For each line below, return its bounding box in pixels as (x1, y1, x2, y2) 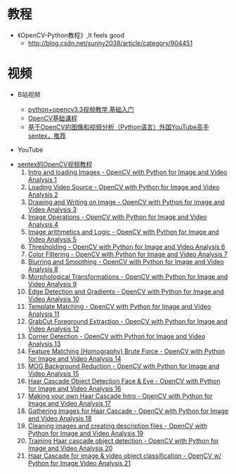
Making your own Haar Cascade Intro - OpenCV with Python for (27, 391, 213, 400)
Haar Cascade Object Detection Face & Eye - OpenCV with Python (27, 376, 221, 385)
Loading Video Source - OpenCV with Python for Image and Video (27, 183, 220, 191)
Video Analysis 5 (27, 235, 77, 243)
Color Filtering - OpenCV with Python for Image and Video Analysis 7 (27, 250, 228, 258)
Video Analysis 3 (27, 205, 77, 213)
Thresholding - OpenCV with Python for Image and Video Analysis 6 (27, 242, 225, 251)
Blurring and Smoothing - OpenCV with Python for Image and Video (27, 257, 225, 265)
